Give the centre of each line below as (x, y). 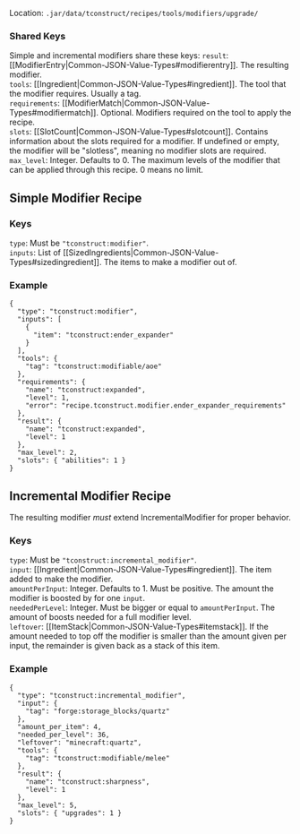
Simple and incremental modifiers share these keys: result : (119, 56)
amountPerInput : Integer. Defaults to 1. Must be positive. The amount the (142, 589)
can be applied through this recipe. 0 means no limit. (107, 170)
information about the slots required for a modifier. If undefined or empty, (145, 142)
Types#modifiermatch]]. (54, 113)
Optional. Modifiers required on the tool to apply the (196, 113)
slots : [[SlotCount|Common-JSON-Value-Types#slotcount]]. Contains (139, 132)
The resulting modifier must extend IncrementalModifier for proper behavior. (150, 518)
